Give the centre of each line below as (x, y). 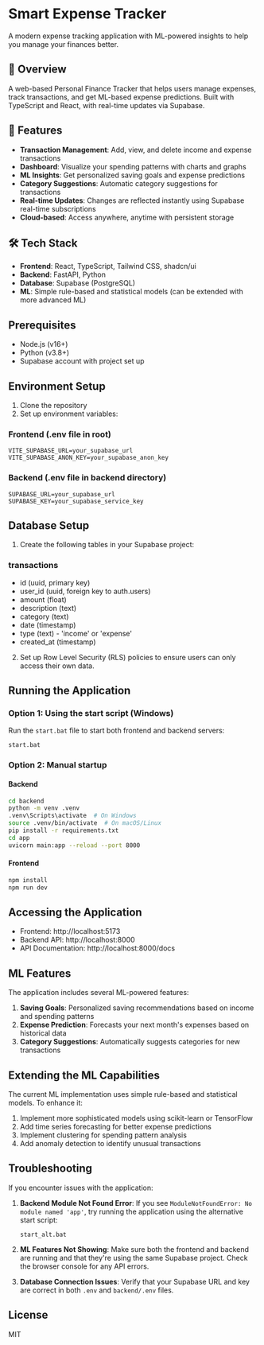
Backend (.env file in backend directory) (87, 478)
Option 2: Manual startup (58, 765)
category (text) (44, 616)
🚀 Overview (37, 70)
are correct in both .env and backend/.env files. (97, 1290)
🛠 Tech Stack (43, 243)
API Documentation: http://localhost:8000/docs (97, 948)
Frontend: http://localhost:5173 (70, 931)
